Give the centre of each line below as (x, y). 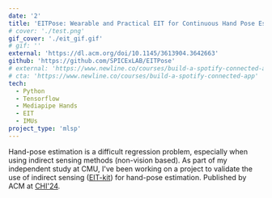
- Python (30, 91)
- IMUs (27, 121)
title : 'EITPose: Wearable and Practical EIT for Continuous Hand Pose (132, 23)
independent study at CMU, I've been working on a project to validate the (131, 169)
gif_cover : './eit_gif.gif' (56, 38)
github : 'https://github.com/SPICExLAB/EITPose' (92, 61)
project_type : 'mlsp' (45, 128)
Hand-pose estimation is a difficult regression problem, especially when (128, 151)
